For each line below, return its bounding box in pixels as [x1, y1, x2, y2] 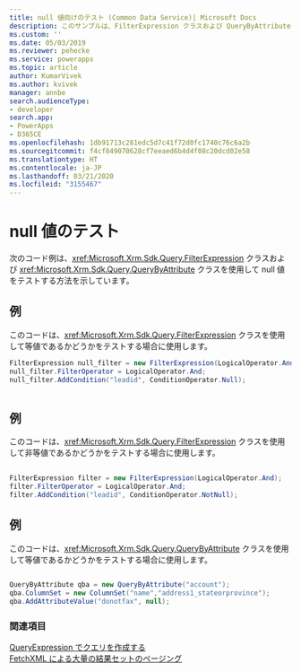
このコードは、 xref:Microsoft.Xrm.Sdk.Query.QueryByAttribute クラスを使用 [9, 543, 289, 554]
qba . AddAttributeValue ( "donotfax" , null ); [9, 598, 170, 607]
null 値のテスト [9, 222, 120, 242]
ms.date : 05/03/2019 [9, 38, 87, 48]
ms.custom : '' [9, 30, 63, 39]
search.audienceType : [9, 96, 90, 106]
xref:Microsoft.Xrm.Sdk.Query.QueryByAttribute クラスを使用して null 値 [19, 264, 285, 275]
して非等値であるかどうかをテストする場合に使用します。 [9, 448, 221, 458]
